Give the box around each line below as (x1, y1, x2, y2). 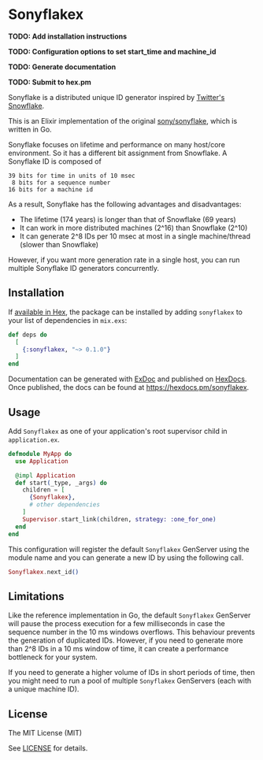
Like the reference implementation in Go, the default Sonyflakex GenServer (8, 610, 251, 620)
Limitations (8, 589, 65, 603)
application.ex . (8, 435, 61, 444)
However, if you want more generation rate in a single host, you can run (8, 254, 240, 265)
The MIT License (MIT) (8, 728, 83, 738)
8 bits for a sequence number (11, 179, 111, 187)
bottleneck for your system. (8, 652, 98, 662)
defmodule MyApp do (8, 450, 72, 458)
